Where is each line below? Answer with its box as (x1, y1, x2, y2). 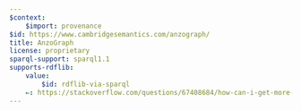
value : (25, 72, 50, 81)
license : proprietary (9, 47, 90, 55)
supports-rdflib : (9, 64, 74, 73)
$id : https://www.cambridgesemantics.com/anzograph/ (9, 30, 211, 38)
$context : (9, 13, 47, 22)
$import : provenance (25, 21, 102, 30)
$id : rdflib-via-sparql (41, 80, 130, 89)
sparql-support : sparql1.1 (9, 55, 110, 64)
